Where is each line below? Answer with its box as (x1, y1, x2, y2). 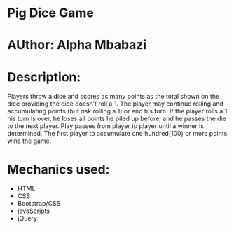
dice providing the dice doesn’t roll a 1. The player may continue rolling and (7, 99, 224, 108)
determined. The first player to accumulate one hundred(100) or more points (7, 130, 228, 138)
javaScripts (17, 207, 50, 215)
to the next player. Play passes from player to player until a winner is (7, 122, 205, 130)
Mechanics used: (7, 161, 110, 177)
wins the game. (7, 137, 52, 145)
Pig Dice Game (7, 5, 95, 21)
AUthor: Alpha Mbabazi (7, 37, 147, 53)
